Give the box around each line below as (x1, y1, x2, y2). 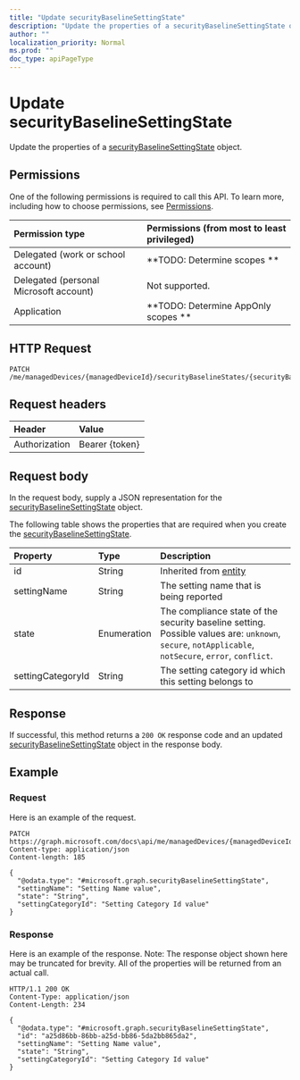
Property (13, 550, 53, 563)
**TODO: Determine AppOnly (146, 299, 271, 312)
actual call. (9, 967, 49, 978)
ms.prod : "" (9, 46, 54, 55)
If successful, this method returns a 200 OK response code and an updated (9, 730, 283, 740)
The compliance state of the (160, 605, 279, 617)
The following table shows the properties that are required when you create (9, 519, 287, 530)
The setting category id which (160, 665, 286, 677)
